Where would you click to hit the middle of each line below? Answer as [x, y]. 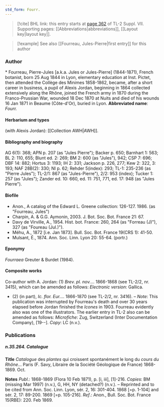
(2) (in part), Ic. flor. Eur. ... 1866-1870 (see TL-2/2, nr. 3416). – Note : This [85, 296]
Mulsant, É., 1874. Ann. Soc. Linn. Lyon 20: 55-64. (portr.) [70, 237]
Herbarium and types [27, 120]
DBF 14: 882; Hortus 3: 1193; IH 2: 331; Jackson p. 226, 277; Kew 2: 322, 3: [81, 163]
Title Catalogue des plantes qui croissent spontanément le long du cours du [82, 359]
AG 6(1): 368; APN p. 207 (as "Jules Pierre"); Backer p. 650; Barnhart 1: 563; [82, 153]
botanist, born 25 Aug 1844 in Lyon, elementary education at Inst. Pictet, [78, 77]
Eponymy [15, 249]
